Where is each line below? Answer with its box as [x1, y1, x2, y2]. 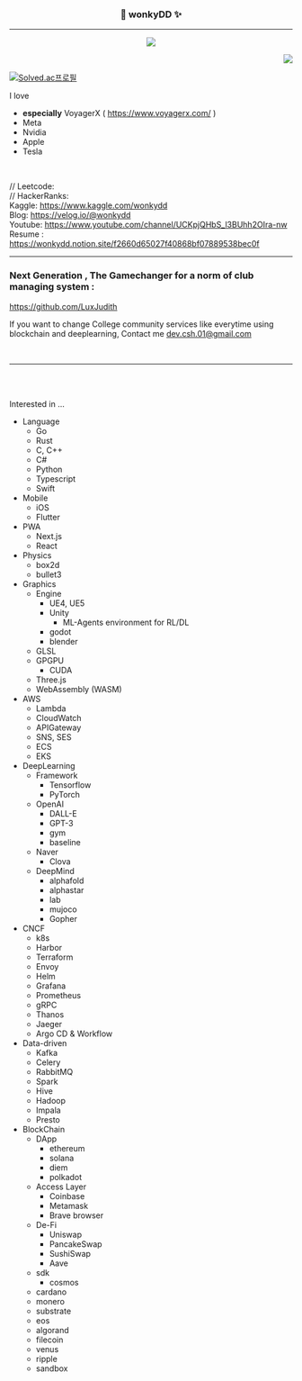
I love [9, 90, 30, 102]
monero [35, 1295, 66, 1306]
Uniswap [49, 1229, 83, 1240]
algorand [35, 1324, 69, 1335]
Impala [35, 1105, 61, 1115]
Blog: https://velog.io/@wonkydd [9, 210, 131, 221]
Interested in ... [9, 398, 66, 409]
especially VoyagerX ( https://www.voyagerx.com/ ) [22, 108, 217, 119]
